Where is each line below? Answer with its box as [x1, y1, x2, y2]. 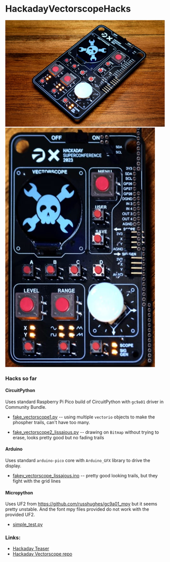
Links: [5, 534, 21, 541]
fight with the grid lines [12, 478, 61, 484]
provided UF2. [5, 512, 35, 518]
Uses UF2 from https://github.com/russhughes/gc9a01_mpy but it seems [5, 501, 158, 507]
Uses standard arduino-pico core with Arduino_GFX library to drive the [5, 457, 150, 463]
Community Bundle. [5, 404, 47, 410]
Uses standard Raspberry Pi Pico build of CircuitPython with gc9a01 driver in [5, 399, 164, 405]
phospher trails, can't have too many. [12, 419, 90, 425]
